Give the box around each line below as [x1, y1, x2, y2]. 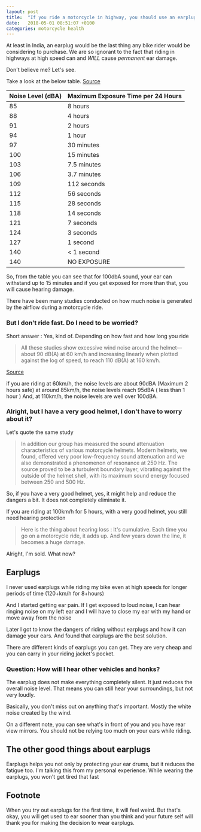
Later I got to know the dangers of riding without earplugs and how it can [6, 625, 187, 633]
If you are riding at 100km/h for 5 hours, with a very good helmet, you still [6, 508, 187, 515]
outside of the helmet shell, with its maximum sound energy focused [20, 472, 190, 479]
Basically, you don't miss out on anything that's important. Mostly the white [6, 703, 191, 710]
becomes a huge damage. [20, 538, 86, 545]
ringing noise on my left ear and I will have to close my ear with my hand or [6, 608, 191, 615]
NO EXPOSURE [68, 258, 111, 266]
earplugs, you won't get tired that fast [6, 773, 99, 780]
